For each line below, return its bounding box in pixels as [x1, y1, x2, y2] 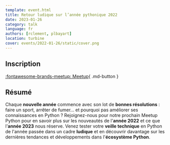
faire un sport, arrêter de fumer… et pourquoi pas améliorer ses [5, 107, 138, 113]
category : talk [5, 21, 38, 27]
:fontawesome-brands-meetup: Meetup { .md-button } [5, 73, 119, 79]
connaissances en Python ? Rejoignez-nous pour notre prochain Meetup [5, 112, 158, 118]
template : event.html [5, 7, 52, 13]
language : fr [5, 27, 33, 32]
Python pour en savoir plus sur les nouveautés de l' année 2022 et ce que [5, 118, 160, 124]
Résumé [5, 88, 32, 96]
